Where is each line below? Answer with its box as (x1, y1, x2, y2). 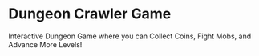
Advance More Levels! (8, 39, 83, 49)
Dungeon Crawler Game (8, 5, 172, 23)
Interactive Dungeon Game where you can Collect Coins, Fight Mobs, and (8, 31, 251, 41)
